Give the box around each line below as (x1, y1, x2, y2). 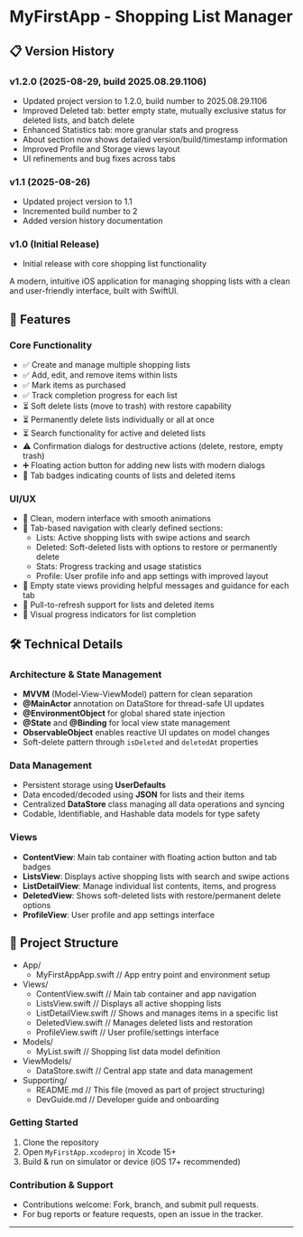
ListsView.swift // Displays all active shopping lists (35, 998, 222, 1008)
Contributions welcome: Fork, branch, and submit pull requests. (22, 1199, 259, 1210)
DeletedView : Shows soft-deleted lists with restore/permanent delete (22, 890, 281, 901)
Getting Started (9, 1116, 78, 1129)
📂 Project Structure (9, 935, 119, 951)
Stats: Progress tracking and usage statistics (35, 561, 202, 572)
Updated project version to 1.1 (22, 196, 133, 207)
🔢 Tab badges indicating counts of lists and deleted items (22, 470, 236, 481)
